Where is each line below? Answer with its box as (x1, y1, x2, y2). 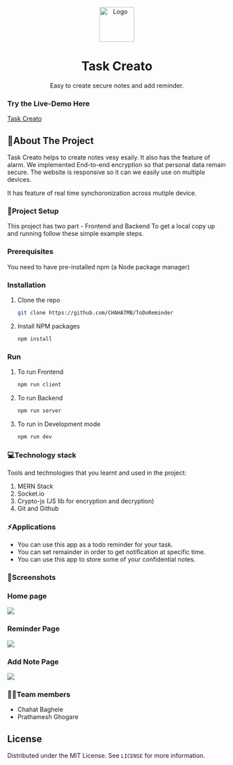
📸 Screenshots (7, 573, 56, 583)
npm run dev (17, 433, 52, 440)
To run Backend (17, 393, 63, 402)
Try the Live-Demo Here (7, 98, 90, 108)
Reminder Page (7, 624, 61, 633)
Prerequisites (7, 247, 54, 257)
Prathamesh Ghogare (17, 713, 79, 721)
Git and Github (17, 504, 59, 512)
